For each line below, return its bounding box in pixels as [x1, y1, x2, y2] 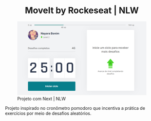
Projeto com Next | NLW [17, 96, 66, 102]
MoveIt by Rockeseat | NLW [25, 5, 139, 16]
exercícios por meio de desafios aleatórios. [5, 110, 92, 117]
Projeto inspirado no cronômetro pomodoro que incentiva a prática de [5, 105, 145, 111]
